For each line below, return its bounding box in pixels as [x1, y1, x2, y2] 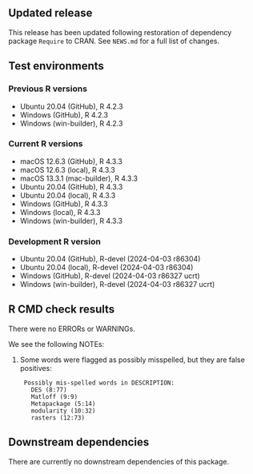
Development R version [8, 236, 102, 247]
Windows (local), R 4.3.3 [19, 207, 101, 217]
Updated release [8, 6, 93, 20]
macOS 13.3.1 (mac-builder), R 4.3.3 [19, 173, 139, 183]
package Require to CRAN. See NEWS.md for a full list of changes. [8, 36, 220, 46]
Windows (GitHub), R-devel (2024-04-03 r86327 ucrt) [19, 271, 200, 281]
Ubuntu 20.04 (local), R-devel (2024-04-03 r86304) [19, 263, 194, 273]
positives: [19, 363, 52, 372]
